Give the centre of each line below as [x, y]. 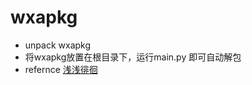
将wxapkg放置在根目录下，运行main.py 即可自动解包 [133, 57]
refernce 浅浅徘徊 [61, 69]
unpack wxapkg [58, 45]
